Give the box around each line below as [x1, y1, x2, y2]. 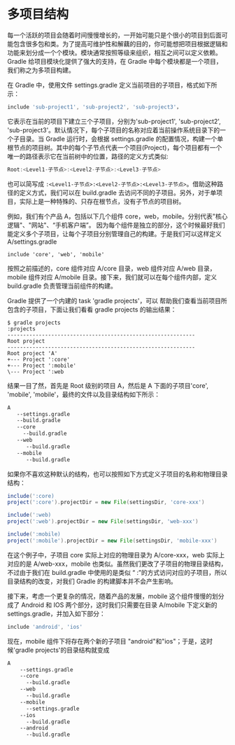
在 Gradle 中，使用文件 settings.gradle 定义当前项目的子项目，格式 [7, 81, 199, 89]
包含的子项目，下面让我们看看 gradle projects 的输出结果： [7, 305, 177, 314]
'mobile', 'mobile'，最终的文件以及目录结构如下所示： [7, 390, 161, 398]
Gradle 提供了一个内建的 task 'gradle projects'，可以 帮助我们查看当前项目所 [7, 296, 227, 305]
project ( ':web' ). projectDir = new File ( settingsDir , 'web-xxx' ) [7, 518, 199, 525]
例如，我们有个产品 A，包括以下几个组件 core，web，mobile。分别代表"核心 [7, 211, 228, 221]
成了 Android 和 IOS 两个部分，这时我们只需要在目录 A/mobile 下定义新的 [7, 600, 218, 609]
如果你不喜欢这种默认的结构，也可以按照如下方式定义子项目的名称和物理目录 [7, 470, 228, 478]
